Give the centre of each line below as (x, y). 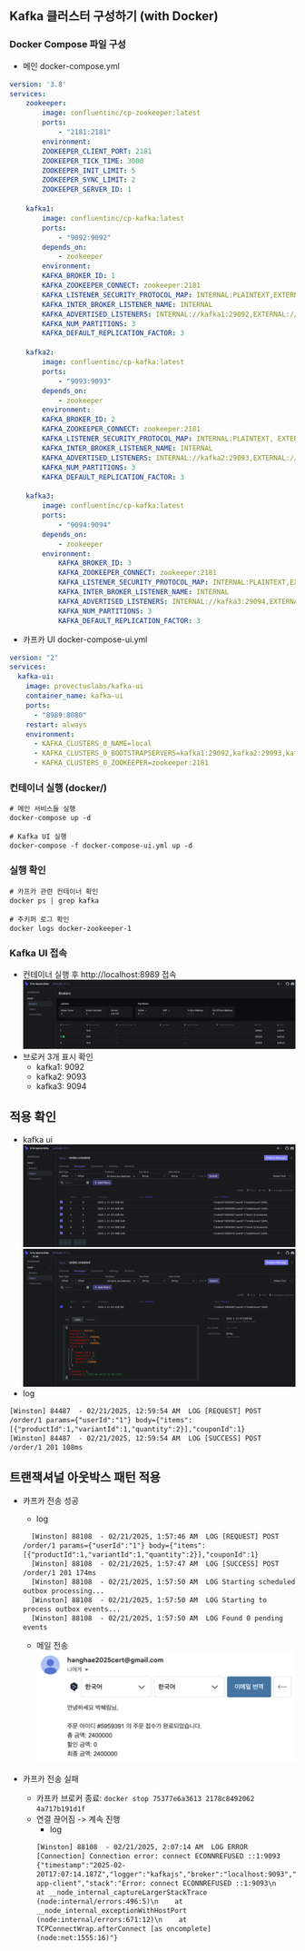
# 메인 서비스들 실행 (43, 809)
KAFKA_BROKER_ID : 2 (79, 420)
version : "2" (34, 658)
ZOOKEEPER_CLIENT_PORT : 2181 (97, 151)
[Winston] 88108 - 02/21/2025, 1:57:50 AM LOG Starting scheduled (163, 1582)
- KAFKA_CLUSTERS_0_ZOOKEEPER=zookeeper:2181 (121, 763)
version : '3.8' (38, 84)
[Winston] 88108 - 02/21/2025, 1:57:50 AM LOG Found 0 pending (157, 1619)
